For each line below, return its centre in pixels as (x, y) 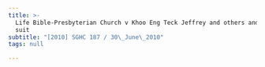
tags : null (26, 44)
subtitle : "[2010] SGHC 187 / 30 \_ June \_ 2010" (86, 37)
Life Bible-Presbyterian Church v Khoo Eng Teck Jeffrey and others (130, 23)
